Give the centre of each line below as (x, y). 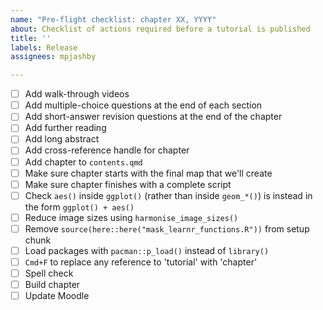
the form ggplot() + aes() (79, 207)
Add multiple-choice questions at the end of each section (143, 105)
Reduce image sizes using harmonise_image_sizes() (131, 217)
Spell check (49, 273)
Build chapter (52, 285)
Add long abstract (62, 139)
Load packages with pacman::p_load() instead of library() (147, 250)
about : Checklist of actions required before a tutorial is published (160, 29)
